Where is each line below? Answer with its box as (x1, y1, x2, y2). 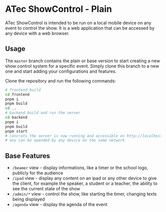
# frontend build (5, 87, 41, 92)
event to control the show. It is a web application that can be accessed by (5, 25, 155, 31)
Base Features (5, 152, 50, 160)
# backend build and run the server (5, 110, 81, 116)
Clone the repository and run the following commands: (5, 78, 116, 84)
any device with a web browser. (5, 30, 70, 36)
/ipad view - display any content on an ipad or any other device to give (12, 175, 157, 181)
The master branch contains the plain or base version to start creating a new (5, 58, 161, 64)
